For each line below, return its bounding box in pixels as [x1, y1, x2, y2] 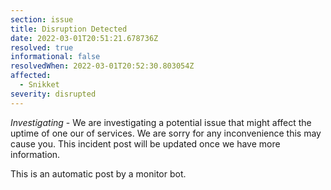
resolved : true [10, 42, 74, 53]
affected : [10, 71, 52, 81]
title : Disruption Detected [10, 24, 128, 34]
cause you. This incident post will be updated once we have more [10, 137, 281, 150]
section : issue [10, 14, 74, 25]
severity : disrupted [10, 89, 97, 99]
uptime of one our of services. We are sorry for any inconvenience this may [10, 127, 322, 139]
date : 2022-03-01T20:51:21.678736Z [10, 33, 159, 43]
